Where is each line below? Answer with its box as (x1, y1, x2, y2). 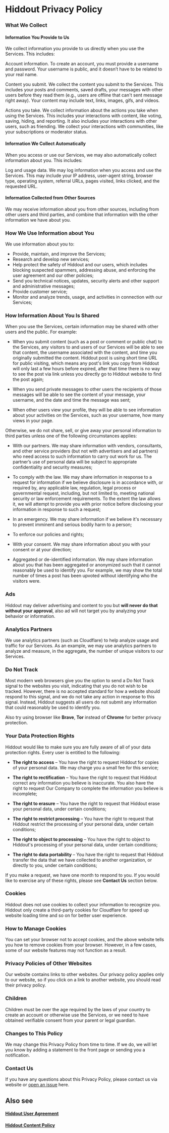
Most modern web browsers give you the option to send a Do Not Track (5, 678, 154, 684)
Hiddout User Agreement (5, 1111, 59, 1117)
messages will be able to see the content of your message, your (12, 392, 146, 398)
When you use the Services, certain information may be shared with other (5, 324, 159, 330)
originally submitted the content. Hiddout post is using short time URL (12, 355, 157, 361)
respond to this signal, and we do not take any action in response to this (5, 694, 155, 700)
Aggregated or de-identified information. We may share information (12, 556, 153, 562)
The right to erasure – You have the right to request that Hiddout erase (12, 800, 160, 806)
